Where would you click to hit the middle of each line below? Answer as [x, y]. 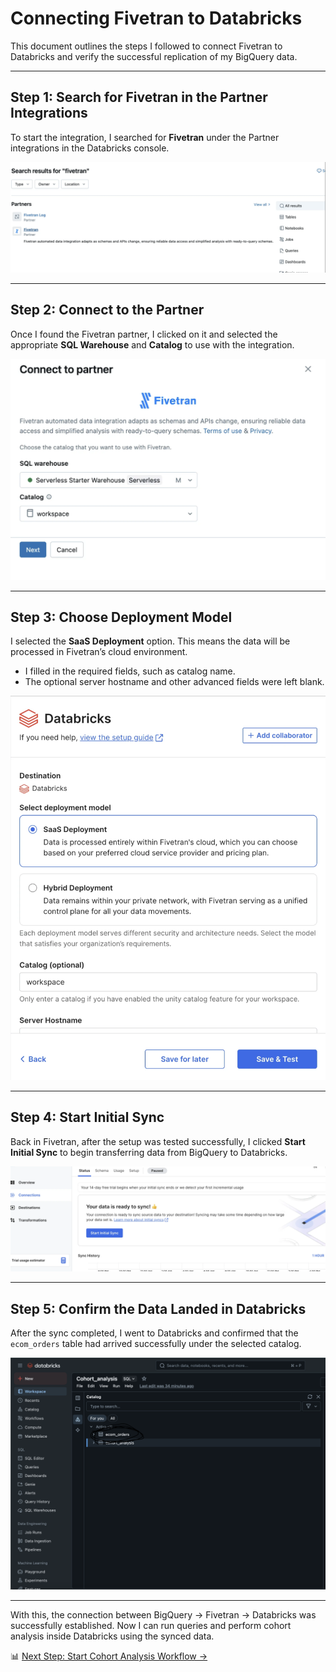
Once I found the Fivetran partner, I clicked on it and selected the [144, 334]
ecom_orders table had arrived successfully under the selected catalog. [156, 1343]
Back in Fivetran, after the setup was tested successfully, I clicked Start [158, 1141]
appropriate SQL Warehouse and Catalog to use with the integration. [152, 344]
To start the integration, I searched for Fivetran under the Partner [145, 137]
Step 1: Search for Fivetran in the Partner [139, 97]
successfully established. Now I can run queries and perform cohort [151, 1626]
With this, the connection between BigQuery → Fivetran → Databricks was [163, 1615]
